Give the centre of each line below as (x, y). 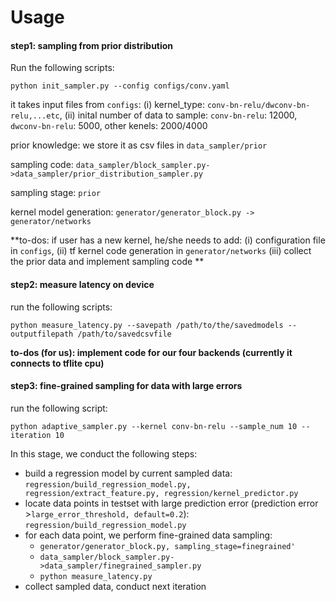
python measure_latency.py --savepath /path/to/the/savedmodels (147, 325)
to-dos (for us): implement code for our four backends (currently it (151, 352)
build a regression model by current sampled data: (128, 473)
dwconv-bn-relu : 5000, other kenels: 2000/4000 (109, 126)
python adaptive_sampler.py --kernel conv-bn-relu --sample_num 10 (154, 426)
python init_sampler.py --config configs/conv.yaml (120, 86)
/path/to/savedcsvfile (124, 334)
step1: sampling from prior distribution (92, 45)
